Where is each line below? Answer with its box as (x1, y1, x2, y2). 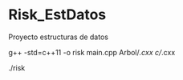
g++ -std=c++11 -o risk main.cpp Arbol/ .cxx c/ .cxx (8, 47, 176, 57)
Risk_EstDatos (8, 6, 107, 24)
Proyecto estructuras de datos (8, 32, 108, 42)
